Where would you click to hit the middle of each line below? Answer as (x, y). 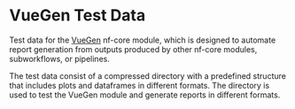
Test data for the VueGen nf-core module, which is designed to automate (143, 40)
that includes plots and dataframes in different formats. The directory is (140, 85)
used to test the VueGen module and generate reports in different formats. (145, 95)
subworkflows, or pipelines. (60, 58)
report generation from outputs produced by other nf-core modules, (133, 49)
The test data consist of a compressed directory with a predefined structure (147, 75)
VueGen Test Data (78, 16)
